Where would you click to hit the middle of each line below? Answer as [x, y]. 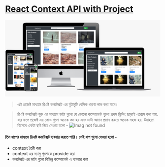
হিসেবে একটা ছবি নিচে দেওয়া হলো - [43, 125]
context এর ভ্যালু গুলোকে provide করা [43, 154]
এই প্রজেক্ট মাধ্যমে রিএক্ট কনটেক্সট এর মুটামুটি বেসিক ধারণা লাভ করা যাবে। [68, 104]
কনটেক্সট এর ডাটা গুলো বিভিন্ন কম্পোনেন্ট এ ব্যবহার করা [50, 159]
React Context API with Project [69, 9]
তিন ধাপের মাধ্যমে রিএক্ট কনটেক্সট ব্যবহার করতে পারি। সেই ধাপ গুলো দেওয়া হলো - [61, 137]
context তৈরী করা [27, 148]
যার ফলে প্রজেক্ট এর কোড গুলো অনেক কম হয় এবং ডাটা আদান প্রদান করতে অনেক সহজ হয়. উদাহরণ [86, 120]
